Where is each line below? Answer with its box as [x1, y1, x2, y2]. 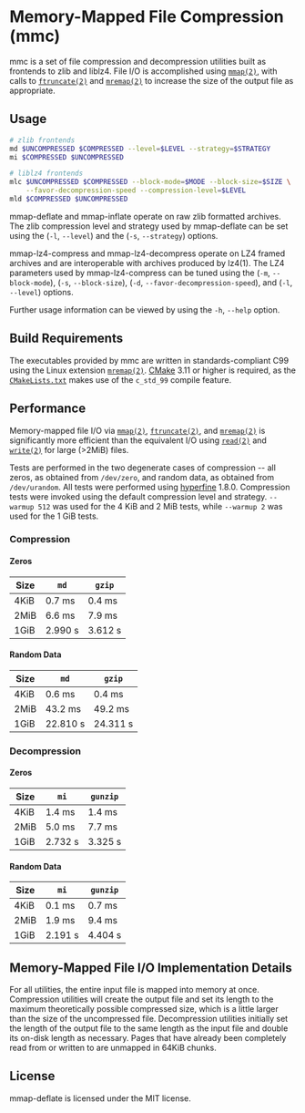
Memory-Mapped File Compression [9, 6, 284, 27]
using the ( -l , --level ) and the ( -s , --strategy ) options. [9, 230, 219, 241]
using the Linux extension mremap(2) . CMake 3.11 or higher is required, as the [9, 365, 297, 376]
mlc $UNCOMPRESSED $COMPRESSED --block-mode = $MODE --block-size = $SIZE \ [9, 178, 291, 187]
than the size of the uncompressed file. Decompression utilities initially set [9, 1013, 289, 1024]
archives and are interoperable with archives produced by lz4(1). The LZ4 [9, 257, 285, 268]
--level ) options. [9, 286, 75, 297]
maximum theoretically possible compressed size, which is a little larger [9, 1003, 280, 1014]
